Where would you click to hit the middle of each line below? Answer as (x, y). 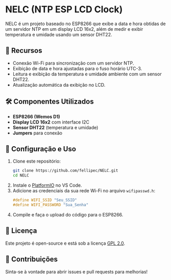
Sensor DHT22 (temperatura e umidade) (55, 127)
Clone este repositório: (37, 161)
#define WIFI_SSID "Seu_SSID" (45, 200)
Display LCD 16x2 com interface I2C (51, 122)
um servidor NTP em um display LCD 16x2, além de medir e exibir (74, 29)
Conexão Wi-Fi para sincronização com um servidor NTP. (73, 63)
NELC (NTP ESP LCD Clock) (64, 9)
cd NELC (21, 175)
